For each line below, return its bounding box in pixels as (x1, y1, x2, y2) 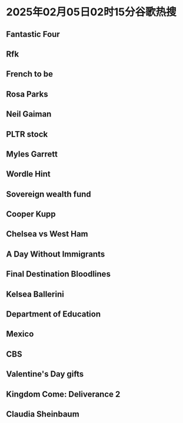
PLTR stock (6, 129, 48, 139)
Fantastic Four (6, 29, 60, 39)
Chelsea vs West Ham (6, 229, 88, 239)
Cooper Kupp (6, 209, 56, 219)
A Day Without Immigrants (6, 249, 105, 259)
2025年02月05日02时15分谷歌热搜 (6, 5, 177, 19)
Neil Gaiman (6, 109, 52, 119)
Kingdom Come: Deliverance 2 (6, 389, 121, 399)
